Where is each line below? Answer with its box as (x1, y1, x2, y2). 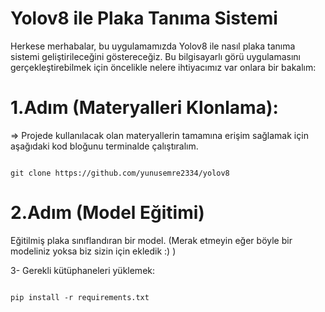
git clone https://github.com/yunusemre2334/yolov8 (10, 168, 230, 178)
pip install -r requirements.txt (10, 292, 150, 302)
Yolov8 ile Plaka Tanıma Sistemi (10, 7, 278, 30)
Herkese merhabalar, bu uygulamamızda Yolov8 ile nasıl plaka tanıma (10, 40, 296, 52)
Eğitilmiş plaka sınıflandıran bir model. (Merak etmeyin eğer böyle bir (10, 234, 293, 246)
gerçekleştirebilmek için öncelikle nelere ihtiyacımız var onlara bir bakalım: (10, 61, 317, 73)
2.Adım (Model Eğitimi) (10, 202, 205, 224)
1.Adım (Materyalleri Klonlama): (10, 97, 279, 119)
